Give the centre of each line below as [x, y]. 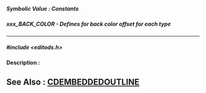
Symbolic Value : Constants [43, 9]
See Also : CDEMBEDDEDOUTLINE [73, 82]
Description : [23, 63]
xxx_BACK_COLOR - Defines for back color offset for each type [89, 24]
